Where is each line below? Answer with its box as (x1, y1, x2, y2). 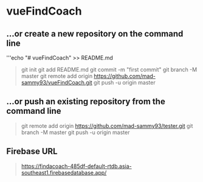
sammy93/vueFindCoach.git (21, 79, 92, 86)
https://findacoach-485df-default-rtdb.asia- (21, 163, 132, 170)
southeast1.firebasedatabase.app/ (21, 169, 107, 176)
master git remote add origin (21, 72, 93, 80)
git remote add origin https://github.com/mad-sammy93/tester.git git (21, 122, 193, 129)
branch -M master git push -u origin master (21, 128, 130, 136)
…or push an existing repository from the (6, 96, 165, 107)
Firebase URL (6, 146, 58, 156)
